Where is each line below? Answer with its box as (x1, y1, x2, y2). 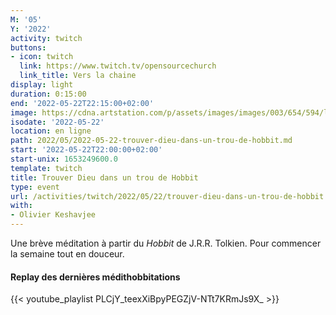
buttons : (10, 42, 47, 53)
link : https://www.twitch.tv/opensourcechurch (19, 61, 217, 71)
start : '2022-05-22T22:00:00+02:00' (10, 145, 163, 155)
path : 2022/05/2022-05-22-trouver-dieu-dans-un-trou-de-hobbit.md (10, 136, 293, 146)
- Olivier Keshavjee (10, 210, 97, 220)
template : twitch (10, 163, 83, 173)
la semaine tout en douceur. (10, 248, 125, 260)
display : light (10, 80, 74, 90)
